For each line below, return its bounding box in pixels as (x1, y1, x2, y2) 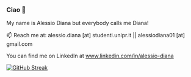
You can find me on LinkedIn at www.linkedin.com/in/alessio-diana (6, 52, 174, 60)
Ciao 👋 (6, 5, 26, 14)
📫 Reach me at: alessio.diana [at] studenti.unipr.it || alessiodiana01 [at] (6, 32, 185, 39)
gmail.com (6, 40, 33, 48)
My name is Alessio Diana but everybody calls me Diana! (6, 20, 149, 27)
